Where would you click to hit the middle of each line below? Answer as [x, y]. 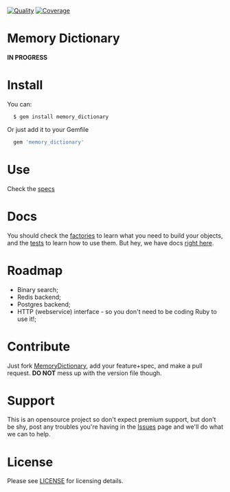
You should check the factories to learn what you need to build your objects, [115, 235]
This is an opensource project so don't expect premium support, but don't [112, 420]
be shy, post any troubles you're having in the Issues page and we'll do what [115, 427]
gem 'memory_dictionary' [49, 142]
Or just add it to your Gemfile [48, 129]
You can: [20, 104]
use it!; [26, 319]
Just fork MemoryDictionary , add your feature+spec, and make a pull [105, 366]
